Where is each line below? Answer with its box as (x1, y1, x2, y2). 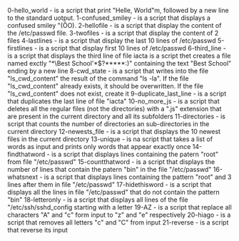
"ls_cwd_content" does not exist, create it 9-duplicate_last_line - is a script (7, 89, 227, 98)
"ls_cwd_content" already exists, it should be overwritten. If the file (7, 82, 203, 90)
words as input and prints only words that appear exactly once (7, 143, 191, 150)
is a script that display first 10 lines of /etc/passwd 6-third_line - (39, 44, 226, 52)
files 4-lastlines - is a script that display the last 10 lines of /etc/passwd (7, 36, 216, 45)
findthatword (7, 150, 46, 158)
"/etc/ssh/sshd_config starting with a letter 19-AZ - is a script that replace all (7, 203, 232, 211)
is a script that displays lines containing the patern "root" (51, 150, 219, 158)
